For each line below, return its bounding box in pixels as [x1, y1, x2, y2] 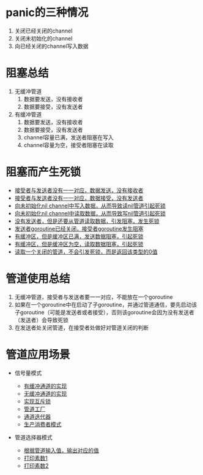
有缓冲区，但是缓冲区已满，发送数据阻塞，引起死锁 [14, 233, 144, 240]
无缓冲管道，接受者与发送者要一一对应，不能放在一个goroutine [14, 293, 173, 301]
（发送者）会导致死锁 [14, 316, 68, 323]
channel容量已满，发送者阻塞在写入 [23, 133, 114, 141]
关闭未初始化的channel [14, 34, 73, 42]
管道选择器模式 [14, 433, 53, 441]
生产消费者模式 [23, 420, 62, 428]
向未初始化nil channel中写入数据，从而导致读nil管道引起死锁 [14, 202, 166, 209]
